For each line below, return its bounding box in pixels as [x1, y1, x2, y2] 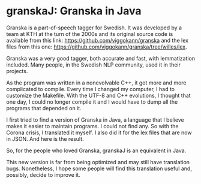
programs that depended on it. [6, 104, 82, 111]
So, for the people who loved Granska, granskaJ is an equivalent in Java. [6, 147, 187, 154]
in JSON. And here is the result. [6, 135, 84, 142]
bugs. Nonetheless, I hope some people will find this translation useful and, [6, 165, 192, 172]
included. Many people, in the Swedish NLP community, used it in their [6, 61, 181, 68]
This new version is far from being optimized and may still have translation [6, 158, 190, 165]
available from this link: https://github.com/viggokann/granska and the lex [6, 37, 189, 44]
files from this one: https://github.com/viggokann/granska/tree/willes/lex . [6, 43, 187, 50]
